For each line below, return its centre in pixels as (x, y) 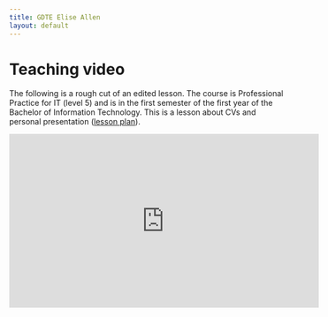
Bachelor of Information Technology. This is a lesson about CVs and (133, 112)
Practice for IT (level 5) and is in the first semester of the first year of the (141, 103)
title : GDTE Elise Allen (55, 17)
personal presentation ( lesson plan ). (75, 122)
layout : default (39, 26)
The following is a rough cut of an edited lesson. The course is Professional (146, 94)
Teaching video (67, 69)
